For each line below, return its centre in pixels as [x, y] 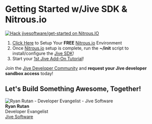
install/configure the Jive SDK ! [43, 53]
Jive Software [19, 117]
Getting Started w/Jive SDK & [66, 9]
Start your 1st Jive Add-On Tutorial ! [48, 58]
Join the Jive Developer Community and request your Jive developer [76, 68]
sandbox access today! [29, 73]
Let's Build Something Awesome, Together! [73, 89]
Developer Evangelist [27, 111]
